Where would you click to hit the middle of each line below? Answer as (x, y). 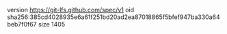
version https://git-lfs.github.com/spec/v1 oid (71, 10)
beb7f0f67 (22, 24)
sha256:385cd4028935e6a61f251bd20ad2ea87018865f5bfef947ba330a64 (113, 17)
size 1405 (52, 24)
